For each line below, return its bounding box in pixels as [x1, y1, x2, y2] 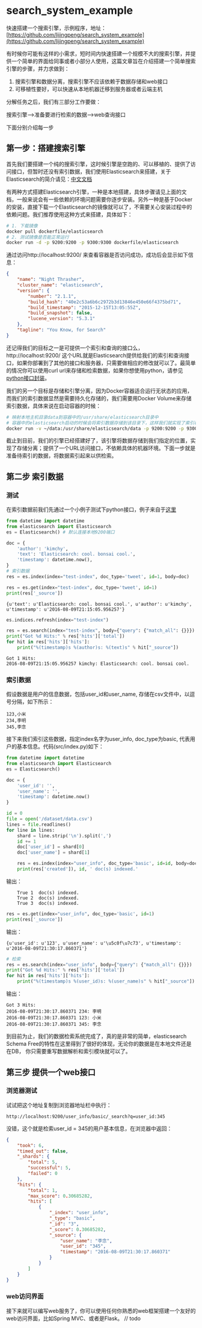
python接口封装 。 [6, 374, 50, 382]
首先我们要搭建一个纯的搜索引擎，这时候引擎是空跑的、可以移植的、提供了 [6, 160, 191, 168]
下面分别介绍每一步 [6, 124, 54, 131]
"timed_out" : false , [17, 1148, 69, 1154]
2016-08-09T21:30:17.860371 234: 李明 [6, 1009, 102, 1015]
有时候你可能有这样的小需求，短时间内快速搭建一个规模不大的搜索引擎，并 [6, 49, 191, 57]
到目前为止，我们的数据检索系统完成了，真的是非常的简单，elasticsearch [6, 1033, 187, 1040]
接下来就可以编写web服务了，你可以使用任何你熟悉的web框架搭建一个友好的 [6, 1307, 196, 1314]
